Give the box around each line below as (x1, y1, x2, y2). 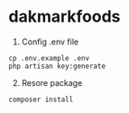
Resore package (21, 77, 83, 88)
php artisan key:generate (8, 61, 106, 71)
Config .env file (21, 36, 78, 47)
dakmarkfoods (8, 6, 121, 27)
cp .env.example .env (8, 53, 90, 62)
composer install (8, 95, 74, 104)
